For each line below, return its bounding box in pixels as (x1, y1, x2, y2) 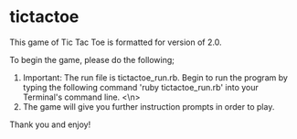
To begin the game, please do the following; (9, 54, 175, 65)
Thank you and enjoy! (9, 119, 91, 130)
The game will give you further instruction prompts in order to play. (22, 101, 275, 112)
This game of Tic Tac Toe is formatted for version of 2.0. (9, 37, 222, 48)
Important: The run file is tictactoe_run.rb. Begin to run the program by (22, 71, 288, 83)
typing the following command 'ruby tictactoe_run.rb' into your (22, 81, 259, 92)
